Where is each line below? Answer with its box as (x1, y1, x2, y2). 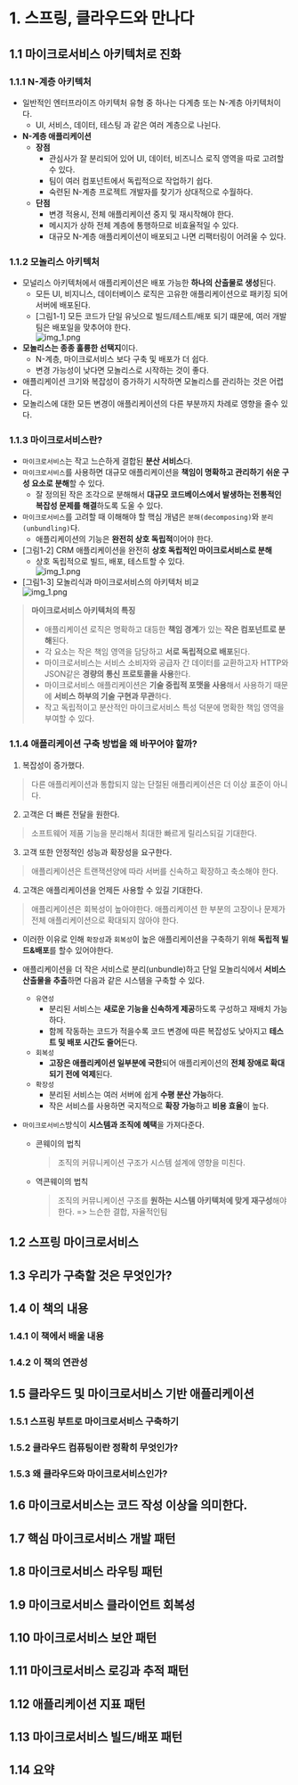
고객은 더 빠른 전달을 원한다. (21, 809, 120, 819)
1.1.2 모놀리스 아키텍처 (9, 255, 101, 267)
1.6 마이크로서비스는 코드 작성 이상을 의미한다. (9, 1498, 248, 1513)
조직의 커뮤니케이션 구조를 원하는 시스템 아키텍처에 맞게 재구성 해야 (57, 1195, 287, 1205)
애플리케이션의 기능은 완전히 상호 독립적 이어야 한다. (35, 534, 213, 545)
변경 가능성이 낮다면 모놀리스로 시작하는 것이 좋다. (35, 365, 209, 375)
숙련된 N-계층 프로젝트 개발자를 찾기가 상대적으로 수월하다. (48, 186, 254, 197)
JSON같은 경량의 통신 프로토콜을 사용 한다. (44, 669, 191, 679)
